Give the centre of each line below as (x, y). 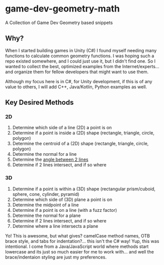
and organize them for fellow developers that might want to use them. (77, 72)
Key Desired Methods (39, 102)
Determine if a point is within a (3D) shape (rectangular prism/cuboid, (84, 189)
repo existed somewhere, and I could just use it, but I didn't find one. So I (80, 61)
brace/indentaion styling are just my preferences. (56, 257)
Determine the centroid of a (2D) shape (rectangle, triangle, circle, (80, 144)
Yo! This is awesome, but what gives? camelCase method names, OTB (77, 235)
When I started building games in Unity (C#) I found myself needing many (81, 50)
